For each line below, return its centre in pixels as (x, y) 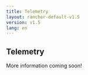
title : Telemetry (27, 11)
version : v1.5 (23, 22)
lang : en (17, 28)
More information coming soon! (44, 66)
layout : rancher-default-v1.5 (43, 17)
